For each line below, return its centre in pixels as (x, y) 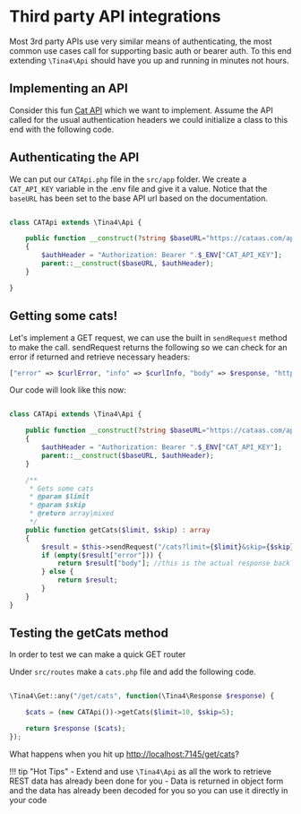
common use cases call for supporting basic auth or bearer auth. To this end (150, 50)
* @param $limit (60, 497)
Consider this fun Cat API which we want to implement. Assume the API (141, 110)
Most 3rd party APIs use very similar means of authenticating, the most (141, 41)
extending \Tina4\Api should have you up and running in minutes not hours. (149, 60)
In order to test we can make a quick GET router (98, 654)
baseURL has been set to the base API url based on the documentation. (139, 198)
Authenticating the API (74, 157)
